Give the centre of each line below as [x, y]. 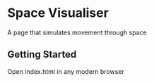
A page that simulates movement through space [77, 32]
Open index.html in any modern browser [66, 71]
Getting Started [42, 55]
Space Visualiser [58, 13]
